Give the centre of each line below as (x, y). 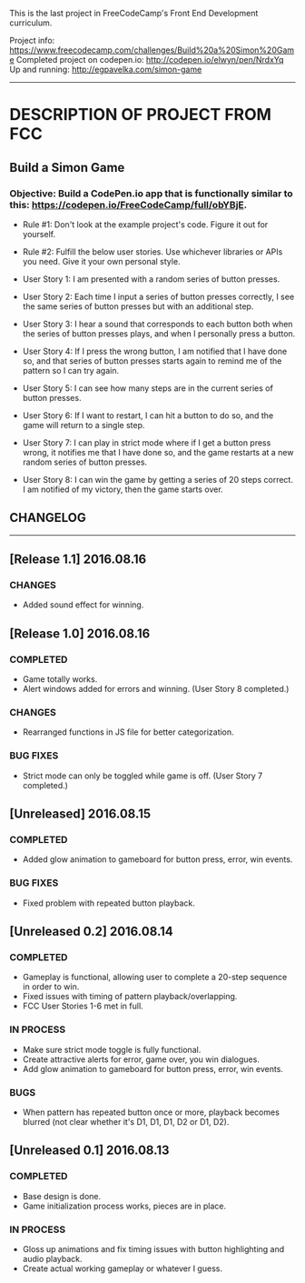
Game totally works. (60, 679)
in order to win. (51, 987)
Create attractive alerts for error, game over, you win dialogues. (141, 1059)
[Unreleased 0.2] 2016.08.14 (92, 932)
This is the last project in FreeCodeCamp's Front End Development (134, 13)
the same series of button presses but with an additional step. (138, 306)
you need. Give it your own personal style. (101, 261)
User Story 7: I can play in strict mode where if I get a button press (147, 442)
